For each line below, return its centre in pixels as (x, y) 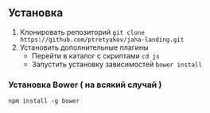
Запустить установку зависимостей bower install (117, 64)
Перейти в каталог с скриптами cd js (96, 55)
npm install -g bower (44, 101)
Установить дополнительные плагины (84, 47)
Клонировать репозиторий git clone (82, 32)
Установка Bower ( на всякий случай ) (85, 85)
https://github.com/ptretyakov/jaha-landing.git (102, 40)
